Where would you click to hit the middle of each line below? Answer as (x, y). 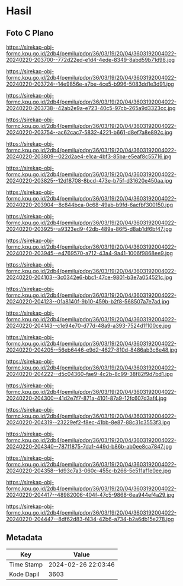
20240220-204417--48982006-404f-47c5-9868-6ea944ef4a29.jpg (90, 495)
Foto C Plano (30, 33)
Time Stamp (26, 565)
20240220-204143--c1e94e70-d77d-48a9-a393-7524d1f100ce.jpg (89, 326)
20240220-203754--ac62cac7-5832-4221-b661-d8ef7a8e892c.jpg (89, 132)
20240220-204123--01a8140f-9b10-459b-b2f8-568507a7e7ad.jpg (88, 301)
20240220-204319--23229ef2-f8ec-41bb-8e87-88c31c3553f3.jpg (88, 422)
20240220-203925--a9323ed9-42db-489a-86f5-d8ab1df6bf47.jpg (89, 229)
